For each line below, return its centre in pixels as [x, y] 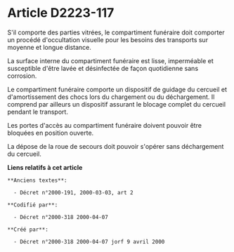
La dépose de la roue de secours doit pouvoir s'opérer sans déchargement [116, 146]
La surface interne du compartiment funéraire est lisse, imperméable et [111, 60]
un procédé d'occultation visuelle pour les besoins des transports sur [108, 39]
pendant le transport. [38, 112]
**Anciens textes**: [38, 180]
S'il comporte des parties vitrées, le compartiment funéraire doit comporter [116, 32]
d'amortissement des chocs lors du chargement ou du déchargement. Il [111, 97]
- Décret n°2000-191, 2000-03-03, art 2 [73, 192]
